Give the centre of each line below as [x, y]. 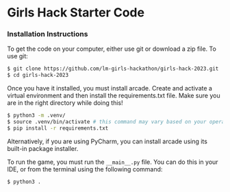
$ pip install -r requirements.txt [58, 128]
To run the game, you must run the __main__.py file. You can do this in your [113, 162]
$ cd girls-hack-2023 [38, 75]
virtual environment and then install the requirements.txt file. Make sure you [114, 96]
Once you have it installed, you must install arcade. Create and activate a [110, 88]
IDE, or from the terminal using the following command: [85, 169]
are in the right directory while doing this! [65, 103]
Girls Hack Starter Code [76, 13]
